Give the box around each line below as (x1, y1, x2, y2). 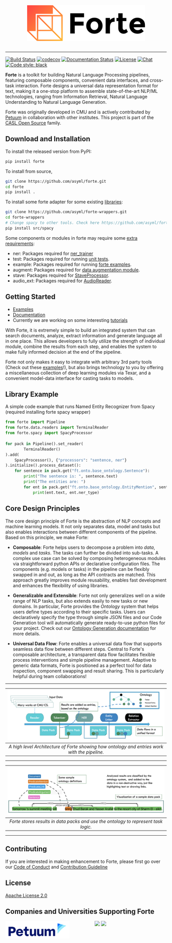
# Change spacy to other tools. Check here (5, 220, 100, 225)
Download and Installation (5, 134, 91, 143)
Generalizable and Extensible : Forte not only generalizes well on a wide (12, 592, 165, 599)
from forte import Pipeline (5, 419, 66, 425)
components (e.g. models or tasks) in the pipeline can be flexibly (12, 566, 149, 572)
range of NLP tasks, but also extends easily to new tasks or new (12, 598, 148, 604)
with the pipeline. (68, 749, 104, 755)
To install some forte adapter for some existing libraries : (5, 199, 123, 205)
